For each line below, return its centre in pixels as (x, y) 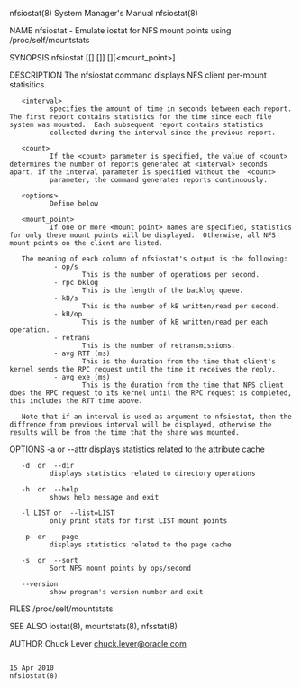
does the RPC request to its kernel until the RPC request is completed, (151, 393)
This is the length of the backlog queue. (163, 290)
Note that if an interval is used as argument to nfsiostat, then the (157, 417)
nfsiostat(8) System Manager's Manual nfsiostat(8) (104, 13)
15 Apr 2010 (32, 668)
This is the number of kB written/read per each (175, 322)
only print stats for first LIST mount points (138, 521)
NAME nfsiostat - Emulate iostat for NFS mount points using (120, 30)
